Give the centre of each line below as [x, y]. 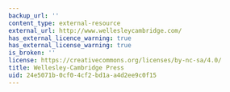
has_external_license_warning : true [70, 46]
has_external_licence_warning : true [70, 38]
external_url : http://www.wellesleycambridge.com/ [95, 30]
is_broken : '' [32, 53]
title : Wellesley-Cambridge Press [67, 68]
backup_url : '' [34, 16]
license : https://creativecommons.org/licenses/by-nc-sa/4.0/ [115, 61]
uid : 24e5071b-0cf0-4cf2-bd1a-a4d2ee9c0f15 [83, 75]
